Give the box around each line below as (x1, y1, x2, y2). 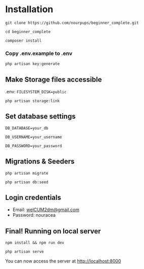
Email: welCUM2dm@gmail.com (12, 207, 80, 213)
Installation (5, 4, 54, 15)
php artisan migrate (5, 171, 49, 176)
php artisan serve (5, 249, 44, 254)
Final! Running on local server (5, 227, 101, 236)
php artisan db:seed (5, 179, 49, 185)
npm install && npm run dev (5, 240, 65, 246)
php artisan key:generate (5, 61, 60, 66)
